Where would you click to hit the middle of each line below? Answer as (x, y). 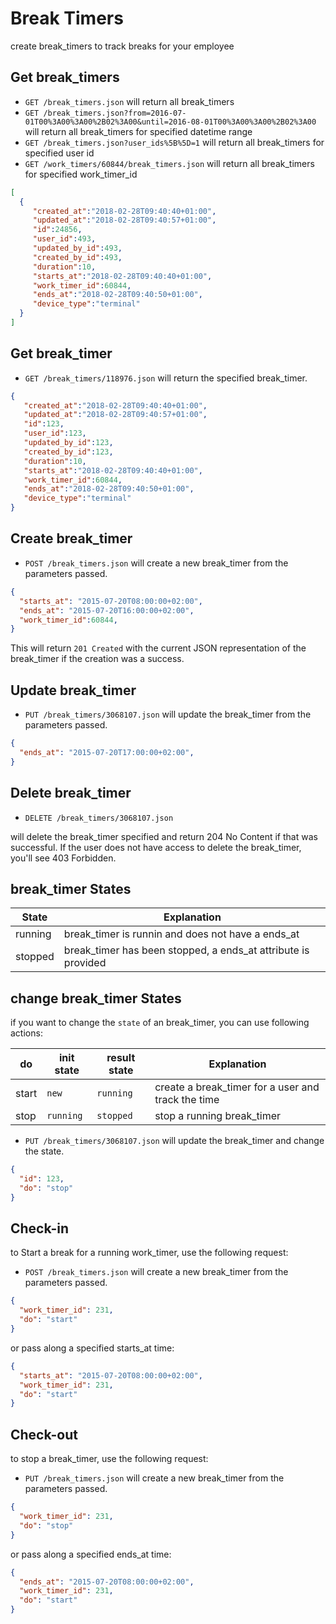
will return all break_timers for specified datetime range (138, 131)
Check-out (44, 1434)
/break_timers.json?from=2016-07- (115, 113)
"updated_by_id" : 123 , (68, 443)
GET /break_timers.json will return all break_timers (129, 101)
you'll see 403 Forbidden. (63, 858)
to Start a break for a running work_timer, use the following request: (149, 1253)
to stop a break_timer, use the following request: (109, 1459)
